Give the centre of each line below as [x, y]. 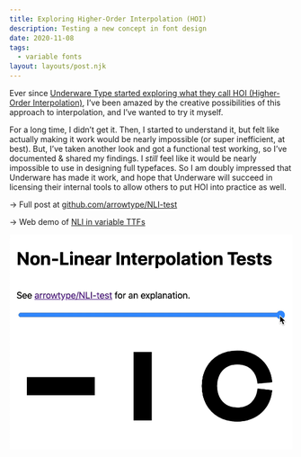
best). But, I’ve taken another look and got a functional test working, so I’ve [148, 149]
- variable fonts [50, 57]
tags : [19, 48]
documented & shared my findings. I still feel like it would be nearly [133, 158]
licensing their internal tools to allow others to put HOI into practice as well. [148, 187]
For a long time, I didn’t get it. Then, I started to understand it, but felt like [145, 130]
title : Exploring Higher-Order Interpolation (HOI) [108, 19]
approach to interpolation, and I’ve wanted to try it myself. [116, 112]
